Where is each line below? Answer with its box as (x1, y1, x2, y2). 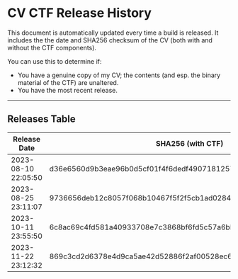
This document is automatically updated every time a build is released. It (7, 28, 219, 37)
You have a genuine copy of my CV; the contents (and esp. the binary (17, 71, 221, 79)
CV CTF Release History (7, 5, 152, 21)
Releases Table (7, 113, 76, 125)
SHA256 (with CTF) (155, 138, 224, 148)
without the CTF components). (7, 43, 97, 52)
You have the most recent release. (17, 86, 118, 94)
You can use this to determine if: (7, 57, 102, 65)
